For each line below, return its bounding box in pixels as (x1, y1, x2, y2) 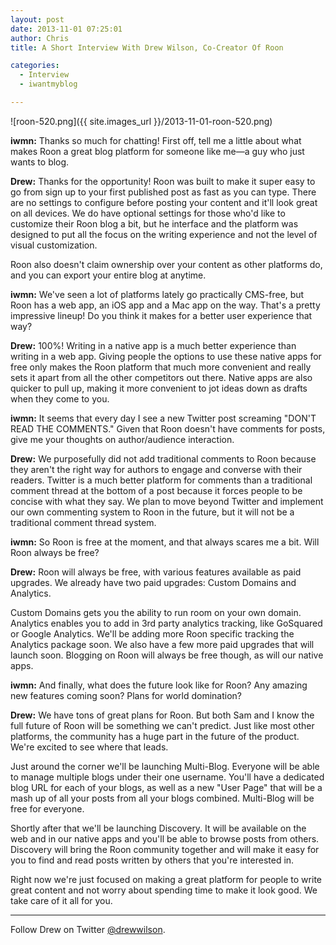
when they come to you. (10, 392, 110, 405)
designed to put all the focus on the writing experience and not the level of (10, 228, 318, 240)
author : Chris (10, 33, 70, 43)
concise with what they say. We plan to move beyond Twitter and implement (10, 495, 324, 507)
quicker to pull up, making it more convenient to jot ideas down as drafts (10, 382, 308, 394)
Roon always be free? (10, 546, 100, 558)
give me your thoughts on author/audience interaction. (10, 433, 235, 445)
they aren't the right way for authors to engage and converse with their (10, 463, 303, 475)
